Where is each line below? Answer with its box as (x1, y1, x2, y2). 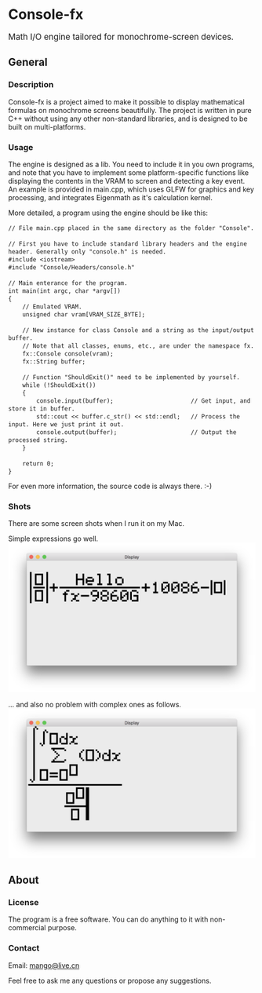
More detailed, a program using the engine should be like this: (8, 208, 209, 217)
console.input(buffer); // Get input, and (36, 396, 251, 405)
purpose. (47, 923, 77, 933)
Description (8, 79, 54, 90)
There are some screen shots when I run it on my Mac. (8, 519, 185, 528)
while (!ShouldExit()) (22, 381, 96, 389)
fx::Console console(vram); (22, 349, 114, 358)
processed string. (8, 436, 68, 444)
